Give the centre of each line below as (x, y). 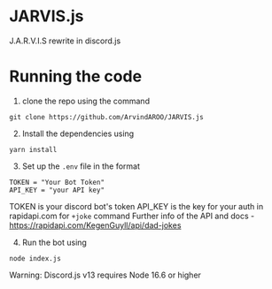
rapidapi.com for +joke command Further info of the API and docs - (132, 216)
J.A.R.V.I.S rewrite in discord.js (65, 41)
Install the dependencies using (78, 133)
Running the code (76, 76)
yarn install (33, 149)
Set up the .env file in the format (81, 166)
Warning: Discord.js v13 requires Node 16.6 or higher (105, 275)
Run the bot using (54, 242)
